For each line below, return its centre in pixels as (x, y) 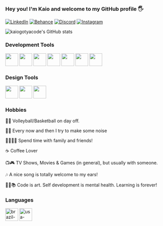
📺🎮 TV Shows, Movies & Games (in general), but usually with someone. (81, 163)
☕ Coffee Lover (22, 151)
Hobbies (16, 110)
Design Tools (22, 77)
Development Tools (30, 45)
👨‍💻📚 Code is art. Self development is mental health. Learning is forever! (81, 185)
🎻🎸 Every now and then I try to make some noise (56, 131)
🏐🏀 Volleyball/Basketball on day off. (43, 121)
